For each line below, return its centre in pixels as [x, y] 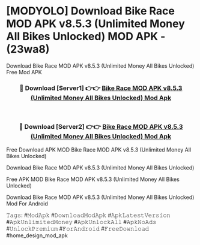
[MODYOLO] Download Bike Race [91, 11]
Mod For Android [27, 203]
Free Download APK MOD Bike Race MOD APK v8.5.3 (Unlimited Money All [99, 149]
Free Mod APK [24, 72]
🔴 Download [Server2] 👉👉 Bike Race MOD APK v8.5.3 [101, 127]
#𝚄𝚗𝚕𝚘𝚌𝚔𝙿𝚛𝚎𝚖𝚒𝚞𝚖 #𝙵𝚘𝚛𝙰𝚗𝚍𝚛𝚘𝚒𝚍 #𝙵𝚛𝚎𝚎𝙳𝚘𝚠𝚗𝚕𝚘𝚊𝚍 [77, 228]
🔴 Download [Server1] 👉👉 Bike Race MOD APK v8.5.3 [101, 88]
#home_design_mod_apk [37, 235]
